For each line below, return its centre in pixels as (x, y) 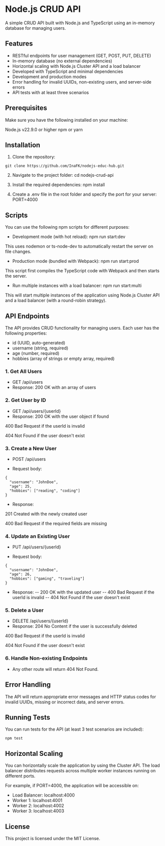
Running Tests (28, 717)
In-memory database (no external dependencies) (62, 61)
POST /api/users (29, 459)
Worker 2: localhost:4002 (38, 806)
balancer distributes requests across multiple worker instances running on (81, 771)
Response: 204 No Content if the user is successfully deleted (74, 626)
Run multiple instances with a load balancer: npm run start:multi (77, 286)
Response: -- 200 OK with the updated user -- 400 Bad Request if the (83, 592)
